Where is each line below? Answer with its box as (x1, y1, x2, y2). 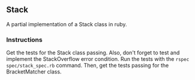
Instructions (6, 35, 43, 44)
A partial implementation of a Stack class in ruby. (6, 20, 127, 27)
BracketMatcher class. (6, 68, 62, 75)
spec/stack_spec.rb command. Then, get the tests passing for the (6, 62, 169, 69)
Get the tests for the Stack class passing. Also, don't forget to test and (6, 49, 180, 56)
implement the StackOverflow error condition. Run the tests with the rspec (6, 56, 190, 63)
